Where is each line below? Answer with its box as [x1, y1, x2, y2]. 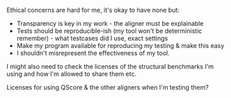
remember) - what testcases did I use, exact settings [16, 34, 168, 42]
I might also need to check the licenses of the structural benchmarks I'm [6, 63, 214, 70]
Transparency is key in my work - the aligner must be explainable [16, 19, 204, 27]
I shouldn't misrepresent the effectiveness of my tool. [16, 49, 170, 57]
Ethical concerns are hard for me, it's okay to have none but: [6, 6, 180, 14]
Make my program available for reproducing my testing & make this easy [16, 42, 225, 49]
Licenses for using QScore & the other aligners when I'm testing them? [6, 83, 209, 91]
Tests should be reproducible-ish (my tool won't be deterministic [16, 27, 202, 35]
